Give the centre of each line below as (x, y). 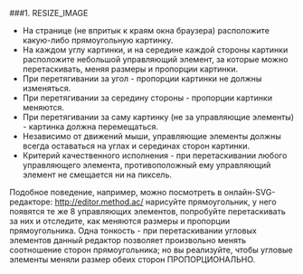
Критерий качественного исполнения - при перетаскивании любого (155, 156)
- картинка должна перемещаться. (90, 127)
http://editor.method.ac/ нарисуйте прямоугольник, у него (166, 202)
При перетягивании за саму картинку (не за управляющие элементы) (158, 117)
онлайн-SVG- (250, 192)
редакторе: (31, 202)
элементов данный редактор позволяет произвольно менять (128, 240)
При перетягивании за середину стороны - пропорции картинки (147, 98)
